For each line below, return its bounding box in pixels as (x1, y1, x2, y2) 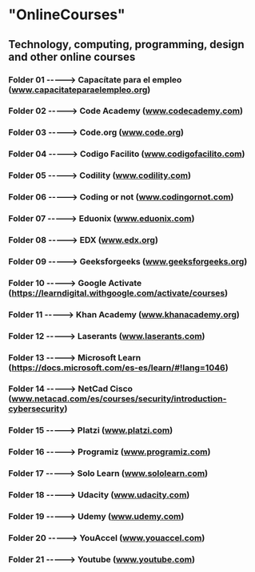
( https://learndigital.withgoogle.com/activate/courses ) (8, 287, 229, 298)
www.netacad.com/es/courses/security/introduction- (11, 393, 227, 405)
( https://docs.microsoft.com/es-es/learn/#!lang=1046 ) (8, 362, 229, 373)
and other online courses (8, 50, 136, 63)
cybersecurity (8, 403, 66, 414)
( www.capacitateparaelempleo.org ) (8, 84, 151, 95)
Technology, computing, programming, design (8, 38, 245, 51)
